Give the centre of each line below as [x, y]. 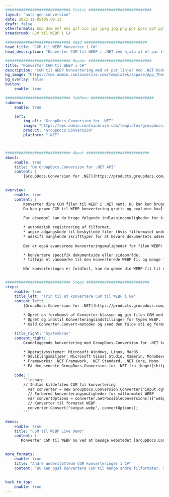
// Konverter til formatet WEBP [61, 403]
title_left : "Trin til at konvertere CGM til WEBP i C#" [75, 296]
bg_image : [16, 75]
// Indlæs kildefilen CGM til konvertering [69, 385]
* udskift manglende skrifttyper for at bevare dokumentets [88, 236]
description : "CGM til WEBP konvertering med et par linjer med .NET [80, 70]
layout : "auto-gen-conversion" [38, 15]
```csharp [33, 380]
